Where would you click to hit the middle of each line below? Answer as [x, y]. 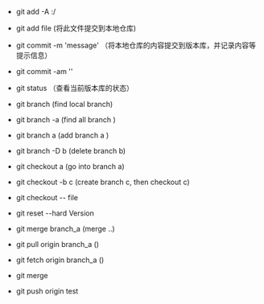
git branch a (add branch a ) [62, 135]
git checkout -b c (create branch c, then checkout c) [103, 182]
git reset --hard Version [55, 213]
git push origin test [47, 291]
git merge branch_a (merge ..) [65, 229]
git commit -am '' [45, 71]
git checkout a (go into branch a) [70, 166]
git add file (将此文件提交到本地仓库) [76, 28]
